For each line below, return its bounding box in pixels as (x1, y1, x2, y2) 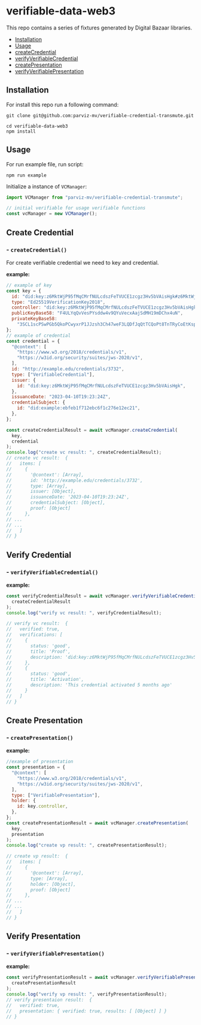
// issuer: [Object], (6, 488, 77, 495)
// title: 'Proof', (6, 649, 71, 655)
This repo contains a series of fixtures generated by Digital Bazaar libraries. (6, 24, 193, 31)
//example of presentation (6, 758, 74, 765)
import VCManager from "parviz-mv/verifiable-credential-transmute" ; (6, 194, 184, 201)
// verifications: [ (6, 632, 63, 638)
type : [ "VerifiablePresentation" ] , (11, 792, 100, 798)
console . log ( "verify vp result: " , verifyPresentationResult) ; (6, 991, 167, 997)
